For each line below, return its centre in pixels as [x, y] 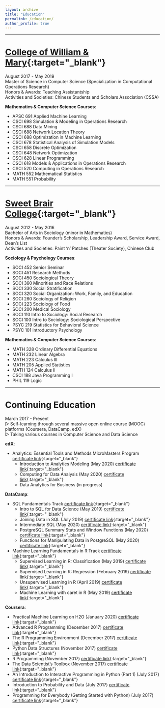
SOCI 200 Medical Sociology [41, 309]
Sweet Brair [29, 203]
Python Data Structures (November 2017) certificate [65, 648]
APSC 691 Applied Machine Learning [49, 117]
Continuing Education [50, 405]
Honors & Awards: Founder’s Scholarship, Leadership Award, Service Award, [82, 238]
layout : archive [22, 10]
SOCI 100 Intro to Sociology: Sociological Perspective [66, 320]
